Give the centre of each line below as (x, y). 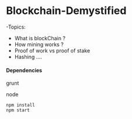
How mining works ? (39, 44)
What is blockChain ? (40, 38)
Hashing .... (28, 57)
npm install (20, 105)
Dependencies (24, 70)
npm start (18, 110)
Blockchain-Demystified (66, 11)
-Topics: (16, 27)
